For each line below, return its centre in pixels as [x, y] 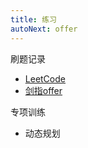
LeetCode [45, 78]
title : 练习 [33, 19]
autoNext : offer [44, 29]
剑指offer [43, 90]
